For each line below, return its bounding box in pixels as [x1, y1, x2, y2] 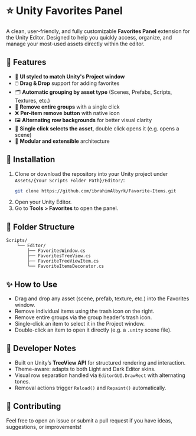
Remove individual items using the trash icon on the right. [14, 307, 155, 315]
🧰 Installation [6, 155, 55, 165]
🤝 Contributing [6, 401, 61, 411]
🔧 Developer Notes [6, 343, 77, 353]
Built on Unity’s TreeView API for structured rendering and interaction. [14, 359, 186, 366]
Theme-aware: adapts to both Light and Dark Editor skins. [14, 365, 156, 372]
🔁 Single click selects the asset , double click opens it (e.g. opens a [14, 124, 179, 132]
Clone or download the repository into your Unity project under [14, 170, 168, 177]
